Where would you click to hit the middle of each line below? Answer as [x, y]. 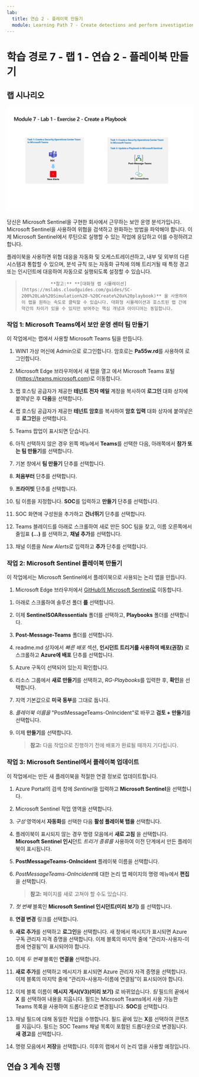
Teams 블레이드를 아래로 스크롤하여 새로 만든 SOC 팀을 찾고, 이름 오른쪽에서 [104, 526]
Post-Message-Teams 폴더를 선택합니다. [64, 635]
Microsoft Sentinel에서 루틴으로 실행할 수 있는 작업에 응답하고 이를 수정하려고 [102, 236]
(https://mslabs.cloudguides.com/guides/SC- [77, 290]
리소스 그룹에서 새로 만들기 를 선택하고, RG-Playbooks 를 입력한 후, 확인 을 [99, 680]
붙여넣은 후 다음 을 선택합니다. [49, 398]
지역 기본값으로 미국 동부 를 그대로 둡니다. [62, 700]
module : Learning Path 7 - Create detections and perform [85, 25]
